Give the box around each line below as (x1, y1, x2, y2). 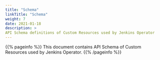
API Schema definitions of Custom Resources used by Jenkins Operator (5, 30, 155, 35)
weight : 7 (5, 16, 26, 21)
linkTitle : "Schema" (5, 12, 48, 17)
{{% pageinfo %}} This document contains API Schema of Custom (5, 44, 142, 50)
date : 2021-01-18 (5, 21, 41, 26)
